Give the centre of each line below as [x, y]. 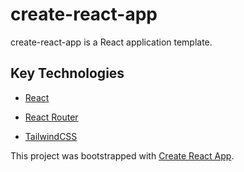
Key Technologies [67, 73]
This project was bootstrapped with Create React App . [122, 155]
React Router [51, 117]
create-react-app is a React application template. [111, 42]
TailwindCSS [51, 136]
